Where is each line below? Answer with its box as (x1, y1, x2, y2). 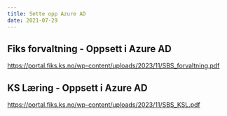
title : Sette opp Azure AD (7, 10, 86, 18)
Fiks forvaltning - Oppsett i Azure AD (7, 43, 172, 55)
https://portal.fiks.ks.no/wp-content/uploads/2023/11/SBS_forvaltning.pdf (7, 61, 220, 70)
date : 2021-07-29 (7, 17, 58, 24)
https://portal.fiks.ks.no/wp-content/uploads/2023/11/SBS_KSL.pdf (7, 101, 201, 109)
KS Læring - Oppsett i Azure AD (7, 82, 148, 94)
